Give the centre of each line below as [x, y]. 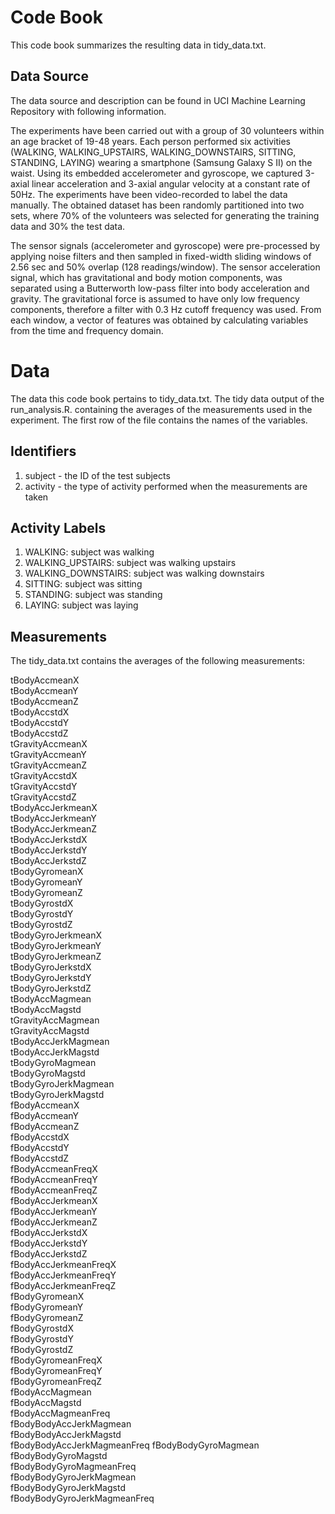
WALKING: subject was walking [89, 552]
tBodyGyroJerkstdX [51, 967]
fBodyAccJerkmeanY [54, 1212]
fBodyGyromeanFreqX [56, 1360]
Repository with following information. [88, 111]
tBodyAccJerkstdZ [48, 861]
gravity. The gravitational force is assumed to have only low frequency [155, 298]
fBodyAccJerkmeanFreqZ [63, 1286]
